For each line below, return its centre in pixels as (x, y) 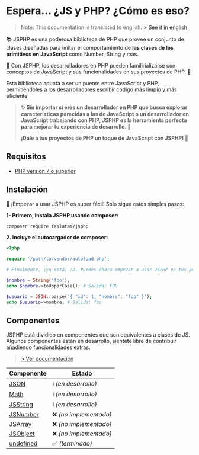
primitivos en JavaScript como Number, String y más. (73, 54)
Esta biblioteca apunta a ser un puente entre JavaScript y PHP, (83, 83)
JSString (21, 405)
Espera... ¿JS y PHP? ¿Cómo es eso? (98, 11)
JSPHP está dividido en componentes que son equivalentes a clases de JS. (98, 335)
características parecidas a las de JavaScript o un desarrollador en (105, 114)
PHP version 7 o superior (45, 171)
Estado (82, 373)
